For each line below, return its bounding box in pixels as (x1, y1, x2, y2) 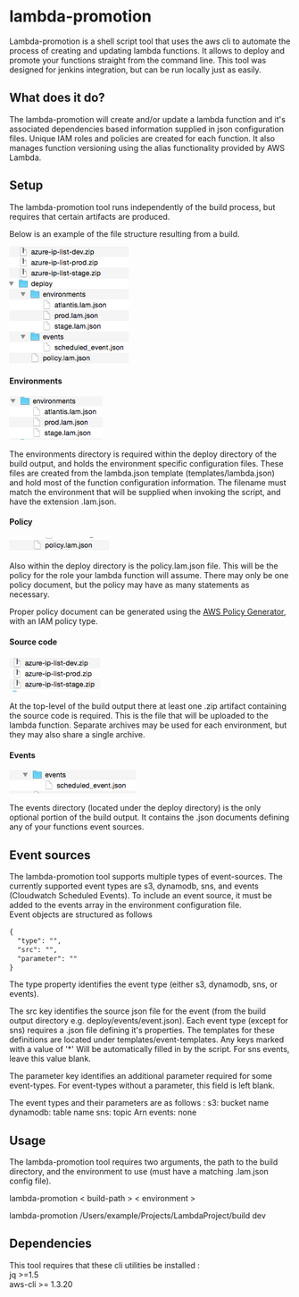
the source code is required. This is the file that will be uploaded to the (9, 711, 270, 721)
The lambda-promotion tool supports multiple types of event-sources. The (9, 872, 283, 882)
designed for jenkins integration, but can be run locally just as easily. (9, 64, 262, 75)
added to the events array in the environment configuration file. (9, 900, 243, 911)
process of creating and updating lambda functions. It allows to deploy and (9, 45, 286, 55)
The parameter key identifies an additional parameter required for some (9, 1071, 272, 1082)
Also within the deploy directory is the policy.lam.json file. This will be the (9, 560, 278, 571)
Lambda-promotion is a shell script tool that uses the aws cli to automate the (9, 36, 291, 46)
